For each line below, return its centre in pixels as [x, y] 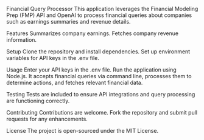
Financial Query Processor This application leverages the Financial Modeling [102, 9]
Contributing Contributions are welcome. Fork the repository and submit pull [102, 112]
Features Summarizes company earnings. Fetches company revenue [92, 33]
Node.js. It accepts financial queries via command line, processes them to [99, 76]
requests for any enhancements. [47, 119]
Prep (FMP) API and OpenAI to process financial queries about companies [99, 15]
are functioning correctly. [38, 101]
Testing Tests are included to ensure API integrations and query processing [101, 94]
